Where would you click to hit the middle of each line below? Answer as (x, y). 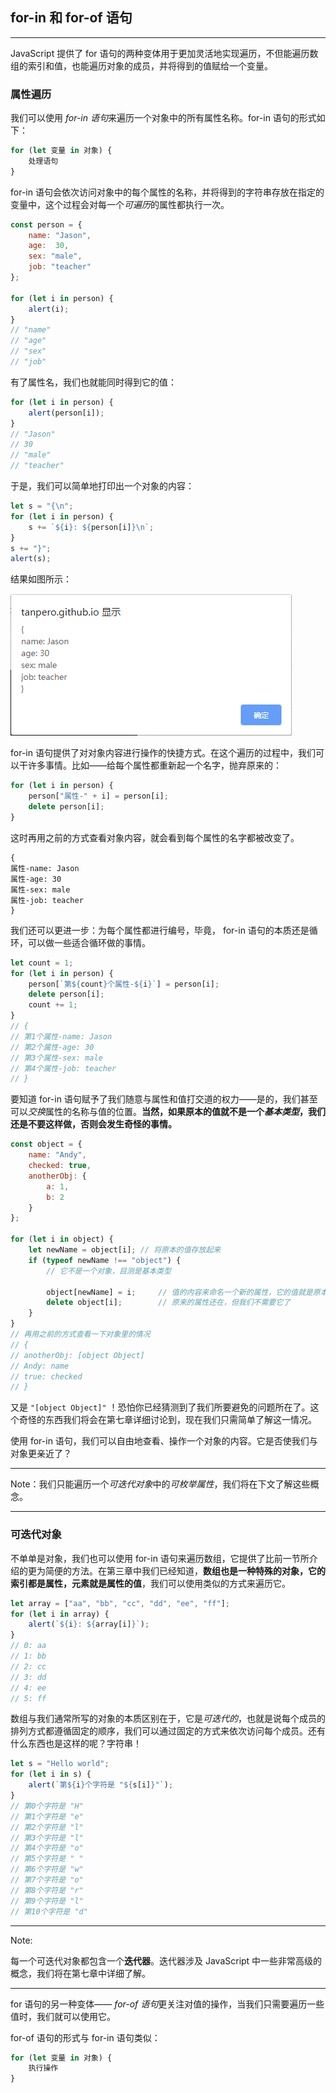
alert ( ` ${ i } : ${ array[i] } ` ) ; (89, 1624)
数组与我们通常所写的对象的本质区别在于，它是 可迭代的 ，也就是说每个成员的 (168, 1719)
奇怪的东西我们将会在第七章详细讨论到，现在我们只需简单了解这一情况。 (167, 1420)
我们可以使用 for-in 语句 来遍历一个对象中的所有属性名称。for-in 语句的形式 (163, 118)
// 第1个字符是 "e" (47, 1816)
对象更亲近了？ (41, 1454)
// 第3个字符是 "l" (47, 1838)
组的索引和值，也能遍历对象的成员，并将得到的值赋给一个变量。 (141, 65)
